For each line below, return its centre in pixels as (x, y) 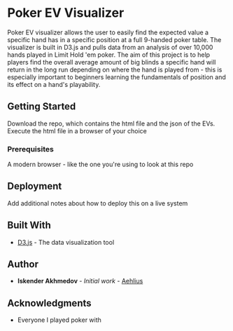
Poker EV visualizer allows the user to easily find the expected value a (108, 32)
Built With (29, 225)
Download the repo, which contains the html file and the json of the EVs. (111, 123)
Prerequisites (30, 149)
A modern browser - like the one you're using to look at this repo (100, 164)
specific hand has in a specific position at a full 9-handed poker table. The (114, 39)
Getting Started (42, 107)
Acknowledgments (50, 303)
